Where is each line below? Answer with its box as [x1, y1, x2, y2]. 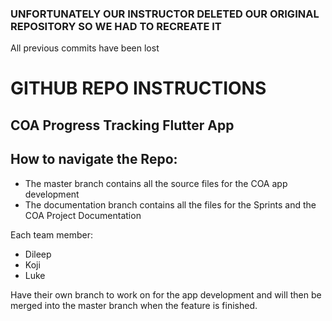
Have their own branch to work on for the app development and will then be [10, 288, 322, 301]
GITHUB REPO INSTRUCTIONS [10, 77, 267, 100]
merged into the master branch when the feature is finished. [10, 299, 258, 311]
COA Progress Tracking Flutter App [10, 117, 235, 134]
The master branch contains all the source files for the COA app [24, 177, 288, 189]
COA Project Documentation [24, 209, 142, 221]
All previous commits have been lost [10, 42, 160, 54]
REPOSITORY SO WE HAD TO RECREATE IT [10, 19, 222, 33]
